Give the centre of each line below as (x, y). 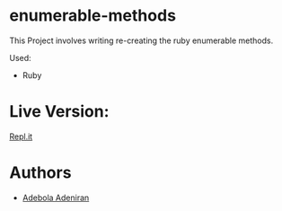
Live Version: (59, 112)
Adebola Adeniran (56, 198)
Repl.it (21, 136)
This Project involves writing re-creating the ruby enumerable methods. (141, 40)
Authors (40, 173)
